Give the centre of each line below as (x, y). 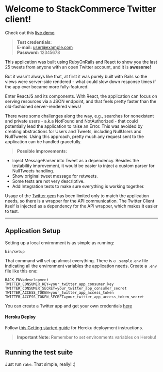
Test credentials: (34, 42)
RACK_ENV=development (27, 280)
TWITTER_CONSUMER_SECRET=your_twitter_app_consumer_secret (66, 288)
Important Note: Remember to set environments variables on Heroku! (87, 337)
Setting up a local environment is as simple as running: (60, 243)
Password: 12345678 (38, 52)
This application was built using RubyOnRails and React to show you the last (81, 62)
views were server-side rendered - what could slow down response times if (81, 82)
